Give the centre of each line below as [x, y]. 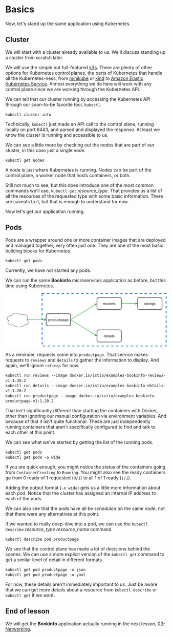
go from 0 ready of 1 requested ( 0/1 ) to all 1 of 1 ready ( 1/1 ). [68, 478]
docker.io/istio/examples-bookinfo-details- [118, 386]
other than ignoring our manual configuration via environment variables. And [86, 416]
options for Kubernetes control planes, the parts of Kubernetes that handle [84, 73]
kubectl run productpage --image [41, 396]
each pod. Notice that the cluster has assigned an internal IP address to [81, 493]
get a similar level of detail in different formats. [54, 560]
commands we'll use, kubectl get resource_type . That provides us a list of [84, 190]
